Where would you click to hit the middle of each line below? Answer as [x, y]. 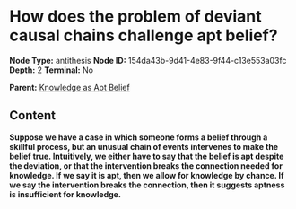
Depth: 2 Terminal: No [52, 70]
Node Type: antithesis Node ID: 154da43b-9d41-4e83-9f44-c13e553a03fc [148, 60]
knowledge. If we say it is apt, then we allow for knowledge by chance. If [147, 175]
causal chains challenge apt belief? [144, 35]
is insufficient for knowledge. [65, 194]
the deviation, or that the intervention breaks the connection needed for [146, 165]
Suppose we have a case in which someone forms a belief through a [139, 137]
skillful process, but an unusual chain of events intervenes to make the [144, 146]
